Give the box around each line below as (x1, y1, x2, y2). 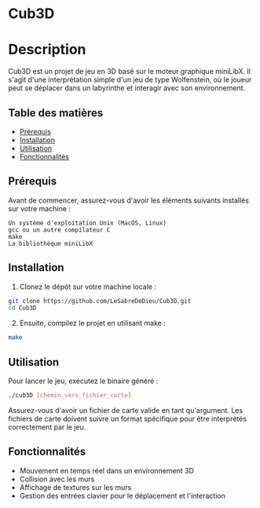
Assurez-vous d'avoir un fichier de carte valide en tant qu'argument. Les (8, 405, 244, 415)
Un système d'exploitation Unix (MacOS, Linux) (8, 219, 167, 227)
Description (8, 41, 86, 59)
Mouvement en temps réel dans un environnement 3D (19, 466, 195, 475)
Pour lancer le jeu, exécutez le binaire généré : (8, 376, 159, 386)
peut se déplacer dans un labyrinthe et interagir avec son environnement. (8, 83, 246, 93)
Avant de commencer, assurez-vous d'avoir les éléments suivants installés (8, 196, 250, 205)
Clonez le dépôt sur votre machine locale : (19, 282, 157, 291)
